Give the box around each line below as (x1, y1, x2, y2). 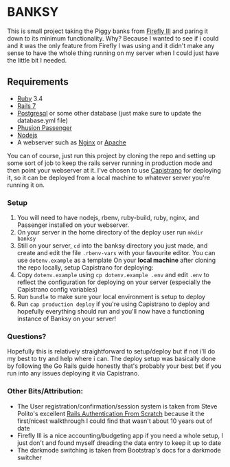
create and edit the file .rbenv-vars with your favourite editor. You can (16, 249, 216, 257)
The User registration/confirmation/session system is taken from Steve (16, 402, 218, 410)
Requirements (7, 76, 69, 88)
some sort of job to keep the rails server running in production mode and (7, 159, 213, 167)
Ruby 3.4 (16, 94, 43, 102)
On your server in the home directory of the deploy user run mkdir (16, 228, 204, 237)
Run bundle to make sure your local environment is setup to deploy (16, 293, 206, 301)
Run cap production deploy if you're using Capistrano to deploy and (16, 300, 210, 308)
